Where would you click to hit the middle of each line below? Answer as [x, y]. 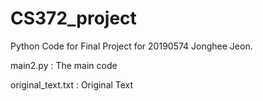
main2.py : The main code [64, 65]
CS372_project [73, 18]
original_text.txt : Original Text [72, 84]
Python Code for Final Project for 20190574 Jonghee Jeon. [131, 46]
